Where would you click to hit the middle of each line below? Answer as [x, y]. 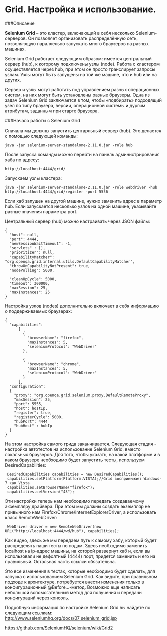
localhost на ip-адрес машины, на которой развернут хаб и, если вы [78, 551]
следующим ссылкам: [29, 613]
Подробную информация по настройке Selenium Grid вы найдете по [78, 607]
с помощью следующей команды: [42, 136]
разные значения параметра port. [41, 211]
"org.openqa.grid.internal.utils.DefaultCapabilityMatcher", [70, 261]
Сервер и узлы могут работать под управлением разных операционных [82, 89]
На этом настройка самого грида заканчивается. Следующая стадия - [81, 444]
